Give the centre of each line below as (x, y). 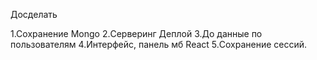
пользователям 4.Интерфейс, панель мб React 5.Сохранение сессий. (159, 44)
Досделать (34, 14)
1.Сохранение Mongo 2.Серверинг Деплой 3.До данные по (136, 33)
